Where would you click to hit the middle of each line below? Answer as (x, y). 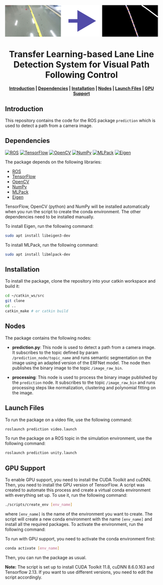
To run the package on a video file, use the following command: (69, 420)
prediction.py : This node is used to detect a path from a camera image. (84, 347)
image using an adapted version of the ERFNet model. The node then (81, 363)
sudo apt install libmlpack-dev (38, 254)
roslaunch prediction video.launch (41, 429)
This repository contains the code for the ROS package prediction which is (80, 121)
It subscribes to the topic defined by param (55, 352)
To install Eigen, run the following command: (49, 226)
